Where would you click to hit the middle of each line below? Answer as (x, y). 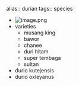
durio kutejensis (34, 70)
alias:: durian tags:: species (39, 9)
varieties (25, 26)
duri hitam (36, 52)
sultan (31, 64)
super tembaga (42, 58)
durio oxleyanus (34, 77)
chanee (33, 45)
